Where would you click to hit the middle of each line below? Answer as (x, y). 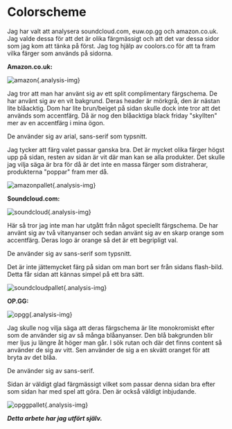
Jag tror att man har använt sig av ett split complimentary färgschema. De (113, 93)
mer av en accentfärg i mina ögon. (56, 122)
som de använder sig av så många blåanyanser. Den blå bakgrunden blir (110, 335)
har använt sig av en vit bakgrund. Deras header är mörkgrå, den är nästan (114, 100)
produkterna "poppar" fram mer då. (58, 172)
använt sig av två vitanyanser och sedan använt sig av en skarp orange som (115, 232)
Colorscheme (47, 12)
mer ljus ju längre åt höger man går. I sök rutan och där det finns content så (115, 343)
